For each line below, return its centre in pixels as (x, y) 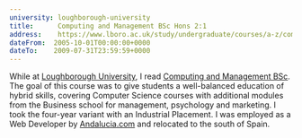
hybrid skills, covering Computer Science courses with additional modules (147, 96)
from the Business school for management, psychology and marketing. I (143, 105)
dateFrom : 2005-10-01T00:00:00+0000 (80, 43)
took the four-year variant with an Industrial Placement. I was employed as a (150, 115)
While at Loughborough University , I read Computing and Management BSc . (150, 76)
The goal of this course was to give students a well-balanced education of (147, 86)
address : (26, 34)
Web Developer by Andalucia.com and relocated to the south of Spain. (140, 124)
